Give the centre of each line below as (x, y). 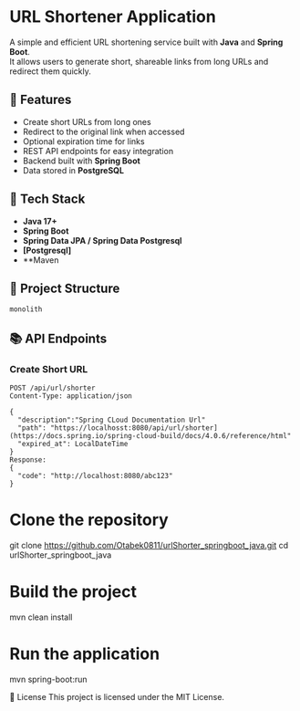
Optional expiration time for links (83, 141)
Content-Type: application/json (71, 396)
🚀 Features (41, 100)
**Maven (41, 260)
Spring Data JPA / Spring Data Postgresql (102, 240)
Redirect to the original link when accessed (103, 131)
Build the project (73, 592)
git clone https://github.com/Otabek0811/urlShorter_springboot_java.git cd (149, 545)
